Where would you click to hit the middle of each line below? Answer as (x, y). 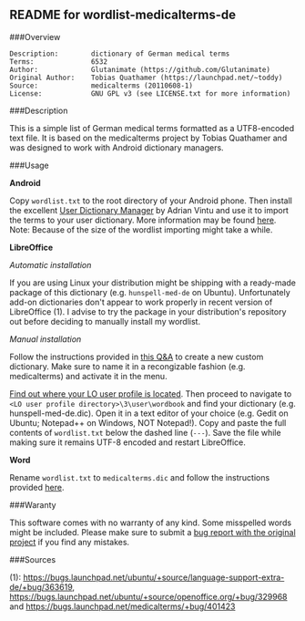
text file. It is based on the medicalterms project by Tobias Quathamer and (148, 138)
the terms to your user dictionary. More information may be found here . (143, 220)
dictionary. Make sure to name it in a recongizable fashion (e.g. (127, 366)
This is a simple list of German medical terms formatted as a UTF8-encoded (152, 128)
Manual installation (46, 339)
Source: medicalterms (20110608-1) (102, 86)
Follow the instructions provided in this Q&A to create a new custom (137, 357)
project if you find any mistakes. (70, 542)
